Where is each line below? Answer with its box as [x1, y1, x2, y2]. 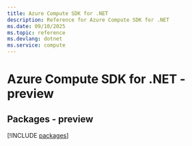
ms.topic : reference [7, 29, 66, 36]
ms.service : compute [7, 42, 66, 49]
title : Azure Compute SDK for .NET [7, 10, 109, 17]
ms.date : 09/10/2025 [7, 23, 66, 29]
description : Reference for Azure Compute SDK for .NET [7, 16, 169, 23]
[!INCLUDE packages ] [7, 132, 69, 139]
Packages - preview [7, 113, 94, 125]
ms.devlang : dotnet [7, 36, 63, 42]
